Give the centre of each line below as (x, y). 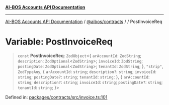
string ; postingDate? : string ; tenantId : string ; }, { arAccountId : (83, 76)
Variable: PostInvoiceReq (59, 42)
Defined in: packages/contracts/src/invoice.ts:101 (56, 97)
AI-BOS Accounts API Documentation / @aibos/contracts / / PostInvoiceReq (84, 21)
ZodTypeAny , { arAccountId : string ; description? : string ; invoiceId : (87, 71)
